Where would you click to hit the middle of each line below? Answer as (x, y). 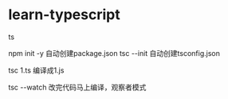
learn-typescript (65, 15)
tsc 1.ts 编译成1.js (36, 70)
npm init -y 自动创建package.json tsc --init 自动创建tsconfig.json (114, 53)
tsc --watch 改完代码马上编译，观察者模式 (77, 87)
